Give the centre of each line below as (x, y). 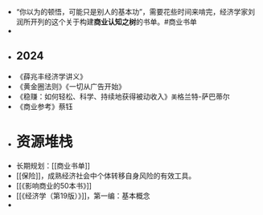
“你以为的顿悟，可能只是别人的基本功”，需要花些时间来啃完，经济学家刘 (136, 12)
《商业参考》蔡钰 (44, 106)
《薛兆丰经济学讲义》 (51, 76)
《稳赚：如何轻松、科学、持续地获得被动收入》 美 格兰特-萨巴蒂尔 (123, 96)
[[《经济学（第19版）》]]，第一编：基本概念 (83, 196)
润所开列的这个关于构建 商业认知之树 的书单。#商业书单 (106, 22)
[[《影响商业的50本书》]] (54, 185)
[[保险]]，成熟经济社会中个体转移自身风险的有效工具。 (106, 176)
